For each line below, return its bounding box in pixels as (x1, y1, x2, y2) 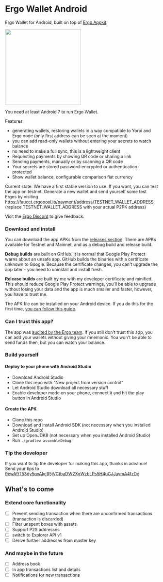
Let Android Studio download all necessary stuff (12, 385, 109, 390)
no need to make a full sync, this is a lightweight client (12, 148, 120, 154)
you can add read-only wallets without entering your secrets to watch (12, 138, 151, 144)
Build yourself (5, 352, 39, 358)
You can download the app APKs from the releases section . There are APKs (5, 237, 156, 242)
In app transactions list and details (12, 566, 81, 572)
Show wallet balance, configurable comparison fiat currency (12, 174, 133, 180)
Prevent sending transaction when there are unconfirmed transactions (12, 510, 153, 516)
